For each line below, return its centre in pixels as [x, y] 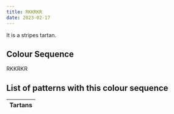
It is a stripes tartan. [31, 35]
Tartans [21, 105]
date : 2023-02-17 [28, 18]
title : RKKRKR [24, 12]
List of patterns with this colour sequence [87, 88]
